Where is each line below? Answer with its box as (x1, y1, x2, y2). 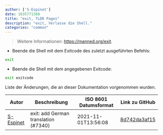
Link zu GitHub (120, 99, 156, 105)
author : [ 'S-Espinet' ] (5, 7, 51, 12)
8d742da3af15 (120, 116, 156, 123)
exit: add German (30, 110, 69, 117)
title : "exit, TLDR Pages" (5, 16, 60, 21)
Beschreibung (34, 99, 68, 105)
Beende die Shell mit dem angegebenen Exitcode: (12, 66, 112, 72)
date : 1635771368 (5, 12, 40, 17)
